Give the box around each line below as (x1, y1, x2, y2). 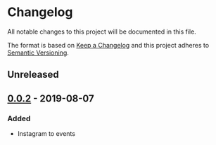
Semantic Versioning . (7, 48, 69, 57)
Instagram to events (17, 130, 76, 138)
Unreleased (7, 69, 60, 81)
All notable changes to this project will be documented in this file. (7, 27, 197, 36)
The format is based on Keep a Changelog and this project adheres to (7, 41, 210, 49)
